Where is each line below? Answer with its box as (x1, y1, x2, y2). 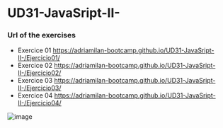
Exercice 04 (17, 91, 53, 100)
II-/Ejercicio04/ (17, 99, 62, 107)
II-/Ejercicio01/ (17, 54, 60, 62)
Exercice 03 (17, 76, 53, 85)
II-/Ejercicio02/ (17, 69, 62, 77)
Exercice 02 (17, 62, 53, 70)
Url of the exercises (7, 30, 76, 40)
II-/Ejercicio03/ (17, 83, 62, 93)
